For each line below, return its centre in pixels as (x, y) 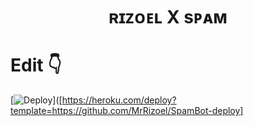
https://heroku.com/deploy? (119, 100)
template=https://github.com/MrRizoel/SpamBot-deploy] (127, 111)
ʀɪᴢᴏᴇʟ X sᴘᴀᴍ (168, 17)
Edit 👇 (36, 65)
